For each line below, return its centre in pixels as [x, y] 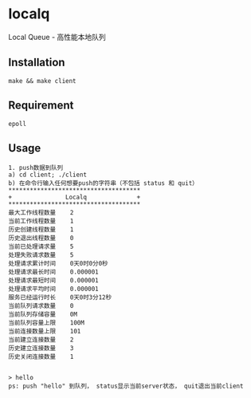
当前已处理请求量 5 [41, 247]
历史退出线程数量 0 [41, 238]
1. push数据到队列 [36, 168]
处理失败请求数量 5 [41, 255]
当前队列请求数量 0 [41, 306]
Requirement [41, 106]
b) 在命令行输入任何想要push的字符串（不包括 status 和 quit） [103, 183]
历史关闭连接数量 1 [41, 357]
